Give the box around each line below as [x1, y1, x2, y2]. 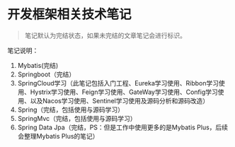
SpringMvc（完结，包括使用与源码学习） [17, 114, 137, 122]
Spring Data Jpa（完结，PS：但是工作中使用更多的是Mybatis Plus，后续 [17, 123, 229, 131]
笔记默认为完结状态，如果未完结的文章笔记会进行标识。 [24, 31, 186, 40]
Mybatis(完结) [17, 61, 59, 69]
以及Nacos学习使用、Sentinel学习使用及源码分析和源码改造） [30, 96, 210, 105]
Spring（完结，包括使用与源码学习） [17, 105, 125, 114]
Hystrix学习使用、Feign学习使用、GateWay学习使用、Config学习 [30, 88, 218, 96]
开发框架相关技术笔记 [7, 6, 132, 23]
